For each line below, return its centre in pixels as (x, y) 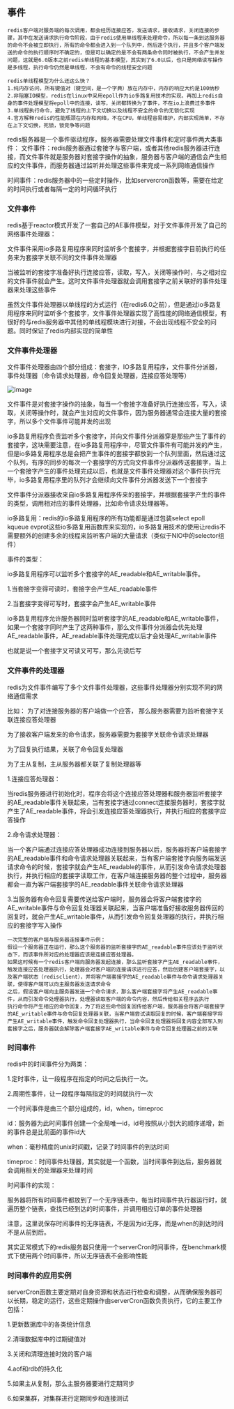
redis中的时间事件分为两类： (48, 1064)
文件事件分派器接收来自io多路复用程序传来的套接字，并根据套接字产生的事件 (117, 495)
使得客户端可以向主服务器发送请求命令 (64, 984)
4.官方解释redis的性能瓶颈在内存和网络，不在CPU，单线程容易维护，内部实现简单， (111, 118)
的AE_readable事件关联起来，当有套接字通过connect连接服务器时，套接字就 (116, 802)
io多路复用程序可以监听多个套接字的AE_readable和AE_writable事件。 (106, 574)
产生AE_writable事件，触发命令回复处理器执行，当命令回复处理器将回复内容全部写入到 (115, 1021)
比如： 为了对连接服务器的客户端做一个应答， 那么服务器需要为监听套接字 (112, 711)
